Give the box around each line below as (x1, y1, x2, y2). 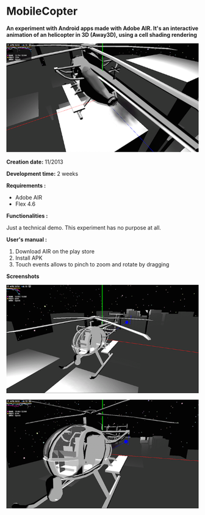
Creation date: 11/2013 (6, 158, 63, 165)
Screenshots (6, 273, 40, 280)
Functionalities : (6, 212, 48, 219)
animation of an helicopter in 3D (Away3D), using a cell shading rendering (6, 31, 197, 38)
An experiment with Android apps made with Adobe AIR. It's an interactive (6, 24, 199, 32)
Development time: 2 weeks (6, 170, 78, 177)
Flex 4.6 (15, 200, 35, 208)
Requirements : (6, 182, 46, 189)
